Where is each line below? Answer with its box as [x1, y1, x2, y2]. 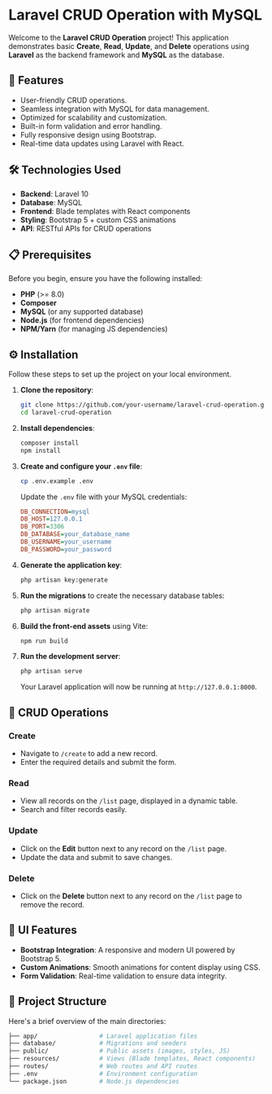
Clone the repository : [19, 385, 94, 395]
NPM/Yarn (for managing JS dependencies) [19, 324, 168, 334]
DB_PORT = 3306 [19, 523, 65, 531]
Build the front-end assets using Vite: [19, 621, 149, 630]
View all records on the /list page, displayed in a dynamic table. [19, 796, 238, 806]
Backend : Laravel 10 [19, 189, 89, 199]
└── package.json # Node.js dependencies [8, 1077, 180, 1085]
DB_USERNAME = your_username [19, 538, 112, 547]
